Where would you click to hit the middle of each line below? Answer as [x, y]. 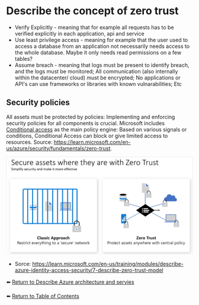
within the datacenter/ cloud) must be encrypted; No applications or [97, 78]
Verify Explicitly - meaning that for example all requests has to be [94, 27]
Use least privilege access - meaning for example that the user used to [101, 40]
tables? [23, 59]
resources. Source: [29, 142]
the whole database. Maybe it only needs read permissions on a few [98, 52]
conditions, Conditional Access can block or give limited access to [87, 136]
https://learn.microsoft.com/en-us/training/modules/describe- [108, 264]
